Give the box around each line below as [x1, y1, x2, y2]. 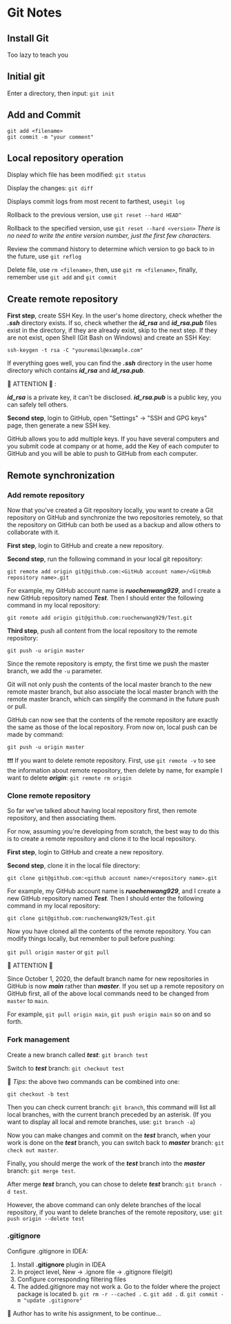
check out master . [7, 1146, 59, 1154]
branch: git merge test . [7, 1166, 76, 1175]
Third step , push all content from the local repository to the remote [7, 626, 198, 634]
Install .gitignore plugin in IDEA [17, 1260, 106, 1269]
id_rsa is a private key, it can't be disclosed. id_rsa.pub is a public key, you [7, 393, 222, 402]
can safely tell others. [7, 401, 69, 409]
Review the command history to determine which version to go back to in [7, 245, 215, 253]
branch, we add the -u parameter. [7, 666, 103, 675]
